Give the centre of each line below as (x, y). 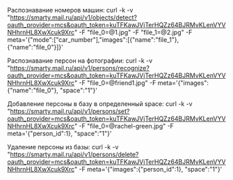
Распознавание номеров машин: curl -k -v (70, 10)
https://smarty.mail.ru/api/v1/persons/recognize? (80, 68)
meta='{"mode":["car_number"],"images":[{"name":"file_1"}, (93, 40)
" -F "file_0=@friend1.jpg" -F (115, 83)
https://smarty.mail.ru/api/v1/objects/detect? (74, 17)
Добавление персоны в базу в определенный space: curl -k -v (100, 104)
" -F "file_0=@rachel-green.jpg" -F (124, 126)
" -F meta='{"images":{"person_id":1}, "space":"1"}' (148, 169)
